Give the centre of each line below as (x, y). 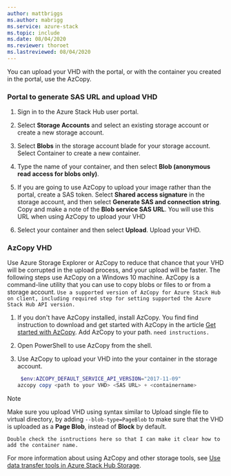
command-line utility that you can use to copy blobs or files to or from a (109, 285)
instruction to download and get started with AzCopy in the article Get (116, 325)
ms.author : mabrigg (35, 20)
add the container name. (43, 446)
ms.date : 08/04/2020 (37, 39)
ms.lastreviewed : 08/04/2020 (49, 52)
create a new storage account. (61, 132)
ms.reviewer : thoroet (38, 46)
